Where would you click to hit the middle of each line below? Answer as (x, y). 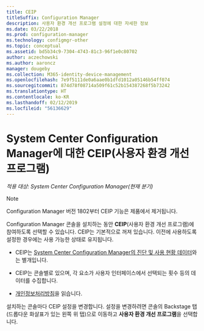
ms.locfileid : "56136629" (39, 108)
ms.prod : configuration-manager (47, 35)
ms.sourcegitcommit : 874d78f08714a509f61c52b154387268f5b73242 (88, 86)
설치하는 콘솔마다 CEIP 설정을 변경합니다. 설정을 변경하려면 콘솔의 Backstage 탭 (102, 307)
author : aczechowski (33, 57)
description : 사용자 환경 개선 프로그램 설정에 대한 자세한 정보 (77, 23)
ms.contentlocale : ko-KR (38, 97)
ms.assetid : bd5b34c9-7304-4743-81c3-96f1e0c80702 (72, 52)
